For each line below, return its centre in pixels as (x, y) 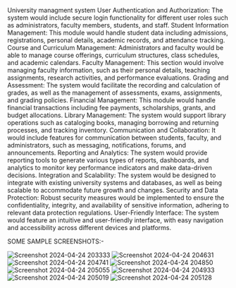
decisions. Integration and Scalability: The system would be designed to (112, 175)
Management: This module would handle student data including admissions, (118, 32)
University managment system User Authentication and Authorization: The (115, 10)
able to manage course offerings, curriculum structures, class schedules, (113, 55)
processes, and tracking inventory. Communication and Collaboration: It (112, 130)
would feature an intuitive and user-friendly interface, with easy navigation (116, 220)
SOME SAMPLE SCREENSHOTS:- (56, 241)
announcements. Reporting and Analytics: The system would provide (107, 152)
